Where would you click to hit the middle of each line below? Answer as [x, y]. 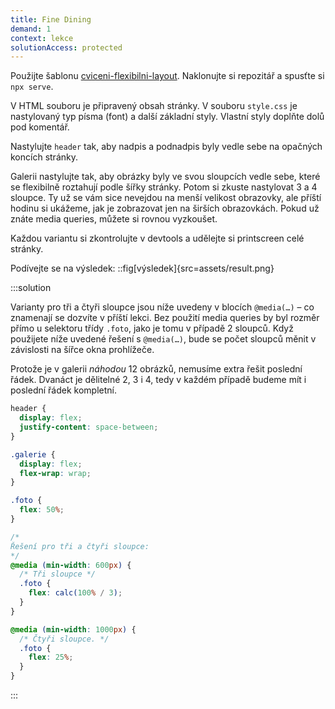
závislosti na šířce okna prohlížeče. [82, 350]
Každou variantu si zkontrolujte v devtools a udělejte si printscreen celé [157, 238]
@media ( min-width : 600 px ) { [71, 565]
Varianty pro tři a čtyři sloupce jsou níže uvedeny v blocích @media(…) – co [162, 307]
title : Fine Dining [51, 19]
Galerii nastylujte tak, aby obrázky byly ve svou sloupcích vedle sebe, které [165, 177]
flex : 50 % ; [42, 510]
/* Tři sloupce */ [58, 574]
